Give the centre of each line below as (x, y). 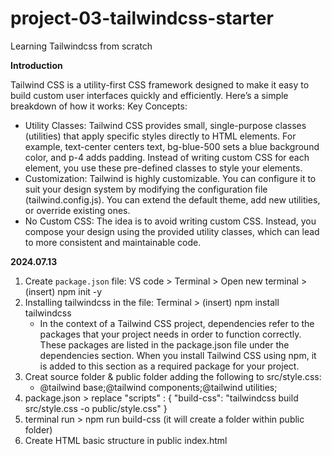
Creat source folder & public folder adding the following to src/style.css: (173, 376)
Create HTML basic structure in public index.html (126, 440)
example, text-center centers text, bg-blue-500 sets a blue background (172, 146)
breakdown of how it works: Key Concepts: (99, 106)
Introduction (36, 65)
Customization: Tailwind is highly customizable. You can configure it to (170, 178)
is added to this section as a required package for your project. (169, 366)
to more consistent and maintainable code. (113, 242)
